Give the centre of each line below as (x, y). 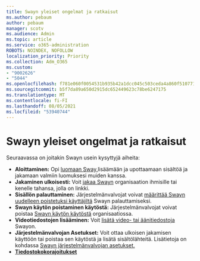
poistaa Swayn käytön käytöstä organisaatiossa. (74, 214)
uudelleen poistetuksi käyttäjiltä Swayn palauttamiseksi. (83, 201)
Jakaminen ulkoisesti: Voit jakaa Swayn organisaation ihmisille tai (96, 182)
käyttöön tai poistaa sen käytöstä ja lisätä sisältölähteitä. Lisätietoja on (101, 239)
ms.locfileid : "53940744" (38, 112)
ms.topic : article (29, 39)
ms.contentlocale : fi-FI (37, 100)
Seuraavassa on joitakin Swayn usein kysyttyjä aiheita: (73, 158)
